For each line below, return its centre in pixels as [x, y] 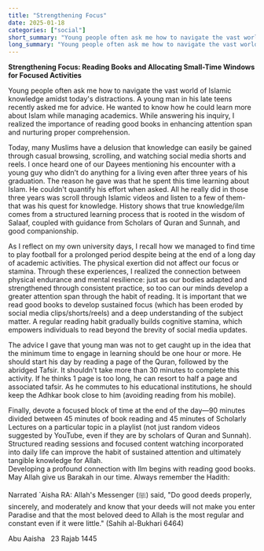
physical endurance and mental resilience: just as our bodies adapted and [128, 280]
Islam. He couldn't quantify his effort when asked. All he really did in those [128, 189]
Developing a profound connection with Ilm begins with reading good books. [132, 469]
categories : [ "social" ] [47, 30]
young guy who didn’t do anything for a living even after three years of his [128, 173]
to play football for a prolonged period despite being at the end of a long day [132, 255]
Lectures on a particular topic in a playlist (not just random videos [114, 427]
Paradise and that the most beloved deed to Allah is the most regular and [126, 515]
